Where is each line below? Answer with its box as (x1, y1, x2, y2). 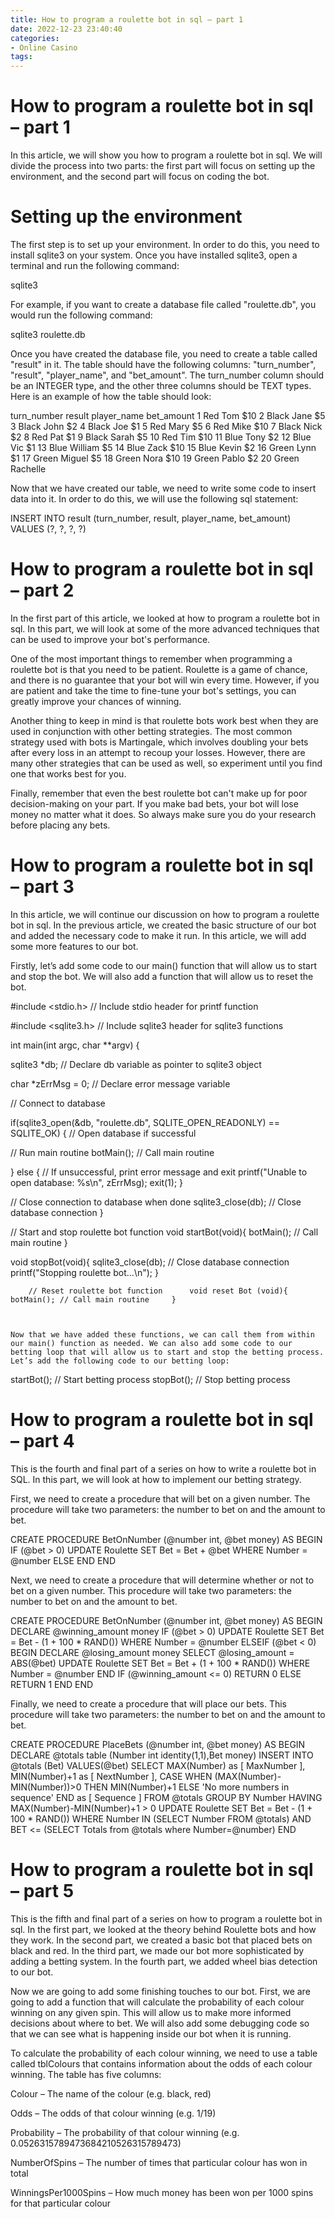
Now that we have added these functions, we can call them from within (10, 1329, 315, 1340)
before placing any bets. (10, 819, 111, 831)
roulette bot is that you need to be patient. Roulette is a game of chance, (10, 663, 308, 675)
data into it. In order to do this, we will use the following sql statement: (10, 493, 299, 505)
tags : (10, 52, 33, 62)
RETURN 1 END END (10, 1678, 94, 1690)
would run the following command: (10, 309, 153, 321)
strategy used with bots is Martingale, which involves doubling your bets (10, 736, 309, 748)
